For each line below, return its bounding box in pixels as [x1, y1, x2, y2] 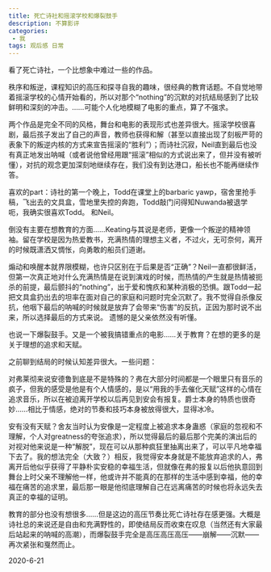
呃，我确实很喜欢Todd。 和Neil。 [8, 208, 119, 217]
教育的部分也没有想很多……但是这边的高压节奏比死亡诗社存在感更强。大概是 [8, 510, 261, 519]
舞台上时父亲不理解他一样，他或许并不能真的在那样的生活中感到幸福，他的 [8, 472, 256, 482]
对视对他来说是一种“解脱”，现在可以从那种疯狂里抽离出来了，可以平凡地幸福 [8, 442, 262, 452]
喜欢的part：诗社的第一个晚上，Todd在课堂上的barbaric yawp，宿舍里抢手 [8, 187, 256, 197]
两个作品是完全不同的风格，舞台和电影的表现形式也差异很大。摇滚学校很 [8, 120, 248, 129]
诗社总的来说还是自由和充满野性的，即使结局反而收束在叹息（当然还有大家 [8, 519, 256, 529]
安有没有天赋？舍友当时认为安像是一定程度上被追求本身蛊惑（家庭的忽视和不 [8, 422, 263, 431]
